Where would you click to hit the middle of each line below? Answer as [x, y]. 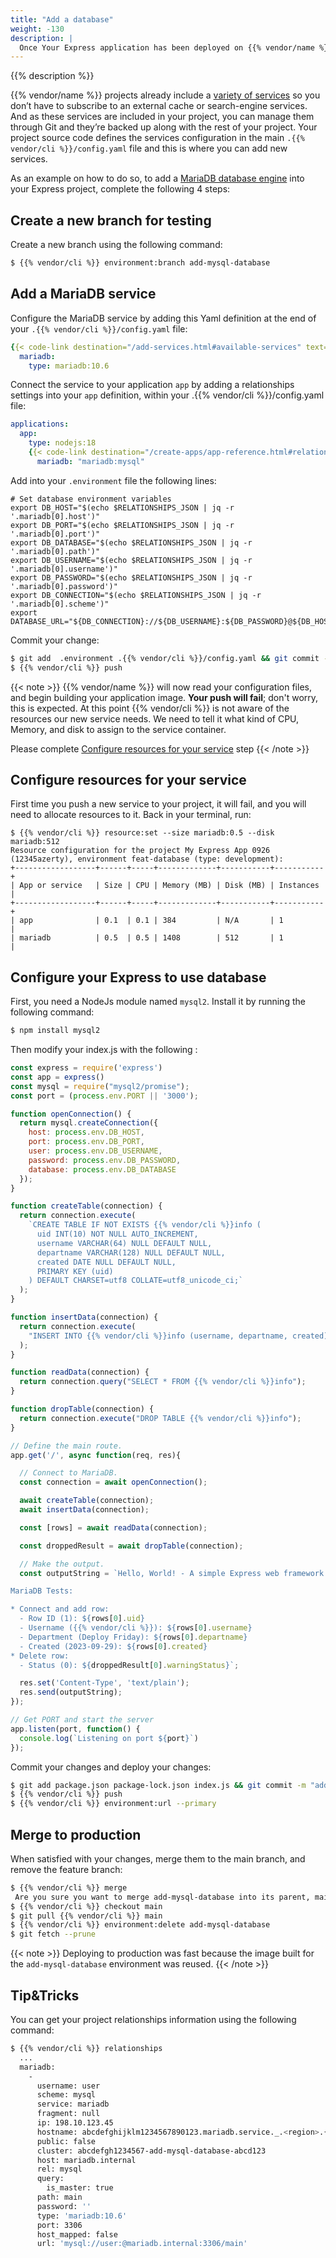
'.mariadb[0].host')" [55, 516]
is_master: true [80, 2188]
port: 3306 [59, 2225]
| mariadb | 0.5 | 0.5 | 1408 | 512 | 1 [147, 938]
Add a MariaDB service [83, 294]
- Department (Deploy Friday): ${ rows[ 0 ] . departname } [133, 1637]
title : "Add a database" [62, 19]
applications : [40, 424]
